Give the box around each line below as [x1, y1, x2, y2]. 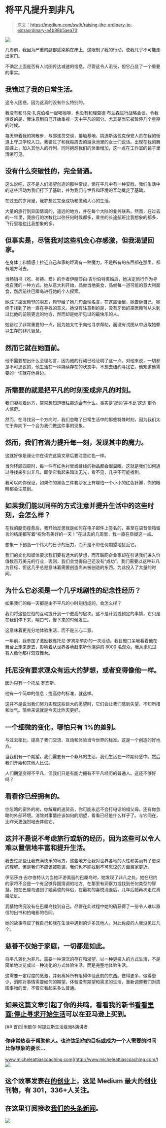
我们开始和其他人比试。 [5, 760, 53, 766]
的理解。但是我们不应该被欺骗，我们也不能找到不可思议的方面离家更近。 [5, 864, 152, 870]
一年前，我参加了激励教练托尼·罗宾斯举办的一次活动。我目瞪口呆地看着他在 [5, 638, 158, 644]
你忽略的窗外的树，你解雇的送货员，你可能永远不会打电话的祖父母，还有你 [5, 806, 156, 812]
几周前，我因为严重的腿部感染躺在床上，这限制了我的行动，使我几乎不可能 [5, 46, 156, 52]
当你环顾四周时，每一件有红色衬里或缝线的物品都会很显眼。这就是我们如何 [5, 463, 156, 469]
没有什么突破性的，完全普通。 [5, 167, 96, 176]
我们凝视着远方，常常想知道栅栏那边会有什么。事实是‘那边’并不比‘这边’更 [5, 400, 152, 406]
